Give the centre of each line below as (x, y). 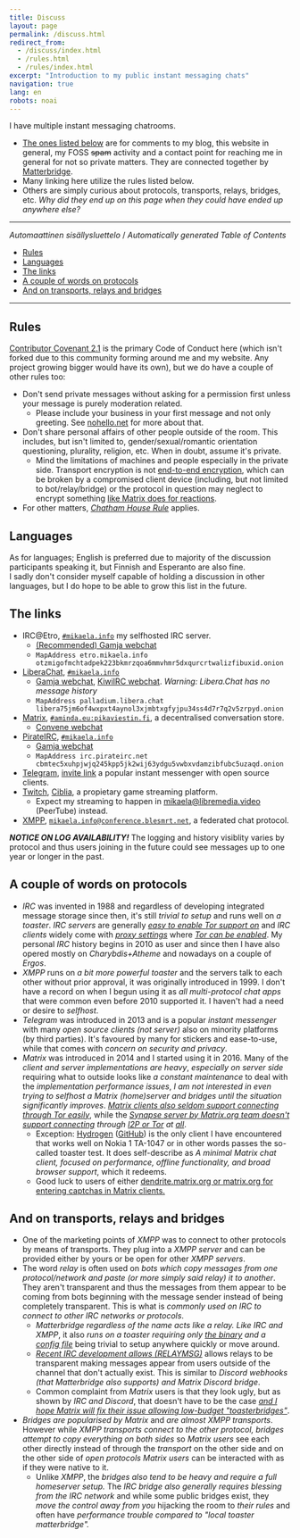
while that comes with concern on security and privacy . (125, 1048)
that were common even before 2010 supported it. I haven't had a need (153, 1001)
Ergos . (34, 963)
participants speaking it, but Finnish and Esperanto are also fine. (127, 567)
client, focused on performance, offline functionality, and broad (153, 1162)
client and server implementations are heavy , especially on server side (153, 1067)
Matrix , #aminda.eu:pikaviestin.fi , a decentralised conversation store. (153, 717)
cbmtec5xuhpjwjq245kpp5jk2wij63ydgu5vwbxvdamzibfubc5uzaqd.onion (159, 764)
